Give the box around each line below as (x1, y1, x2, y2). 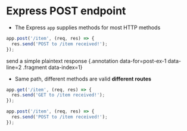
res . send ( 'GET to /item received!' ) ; (11, 92, 105, 98)
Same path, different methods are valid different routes (14, 75, 152, 82)
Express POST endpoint (6, 4, 126, 18)
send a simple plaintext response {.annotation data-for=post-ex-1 (6, 57, 167, 64)
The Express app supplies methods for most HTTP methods (14, 24, 161, 31)
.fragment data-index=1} (23, 64, 83, 71)
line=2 (6, 64, 22, 71)
